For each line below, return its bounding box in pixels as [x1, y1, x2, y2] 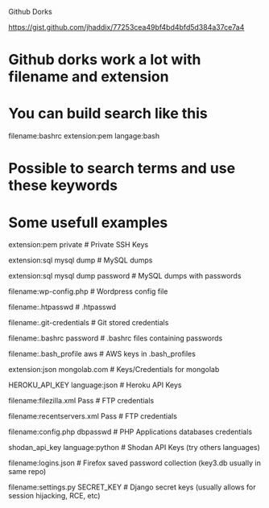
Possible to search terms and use [8, 159, 236, 178]
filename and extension [8, 68, 169, 86]
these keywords [8, 176, 118, 195]
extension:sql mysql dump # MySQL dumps [8, 255, 153, 265]
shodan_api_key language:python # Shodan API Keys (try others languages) [8, 443, 260, 452]
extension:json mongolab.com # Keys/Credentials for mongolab [8, 365, 220, 374]
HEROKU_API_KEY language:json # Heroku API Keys [8, 380, 182, 390]
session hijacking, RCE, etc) [8, 491, 101, 501]
